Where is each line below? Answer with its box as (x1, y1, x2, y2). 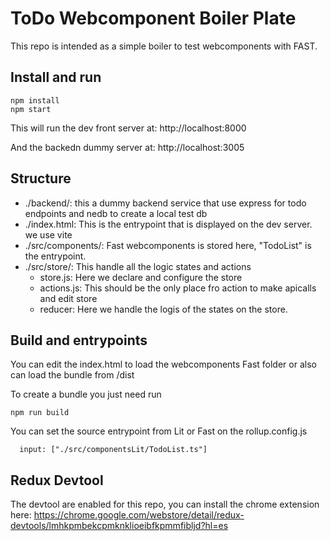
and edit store (39, 292, 98, 304)
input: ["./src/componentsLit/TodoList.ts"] (19, 445, 208, 455)
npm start (10, 104, 52, 114)
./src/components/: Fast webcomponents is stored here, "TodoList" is (24, 239, 312, 251)
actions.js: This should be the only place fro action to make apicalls (39, 282, 317, 294)
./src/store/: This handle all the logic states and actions (24, 260, 252, 272)
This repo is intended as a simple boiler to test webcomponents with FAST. (10, 40, 318, 52)
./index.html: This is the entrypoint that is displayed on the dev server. (24, 218, 313, 230)
